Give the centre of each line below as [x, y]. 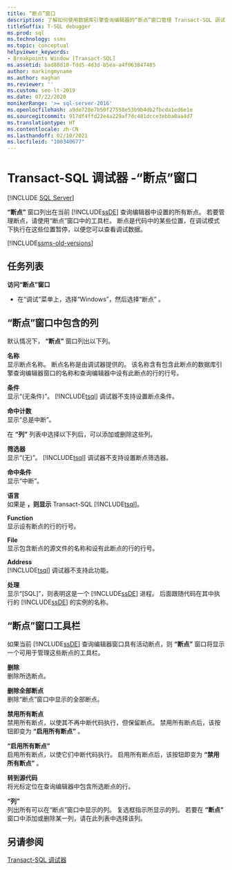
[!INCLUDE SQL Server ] [41, 198]
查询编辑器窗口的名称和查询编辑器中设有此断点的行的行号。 [98, 373]
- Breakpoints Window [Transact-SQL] [61, 59]
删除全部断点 [25, 690]
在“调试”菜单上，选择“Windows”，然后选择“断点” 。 [90, 299]
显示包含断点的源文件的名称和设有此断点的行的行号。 [83, 548]
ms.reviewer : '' [30, 84]
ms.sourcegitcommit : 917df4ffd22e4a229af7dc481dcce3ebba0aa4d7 [100, 116]
